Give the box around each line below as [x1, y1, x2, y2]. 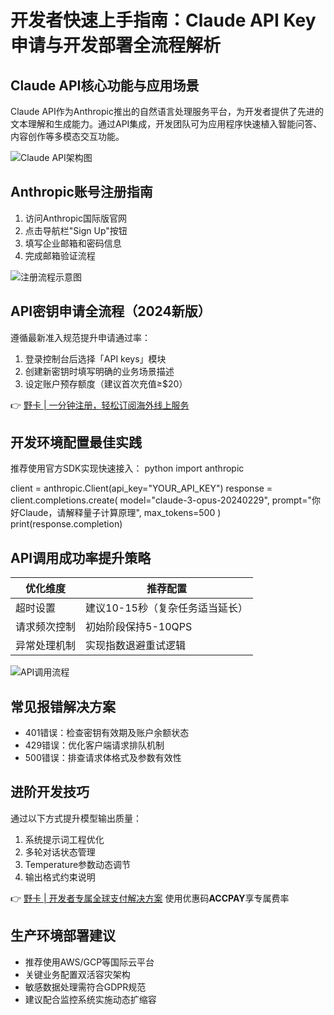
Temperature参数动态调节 [24, 858, 132, 870]
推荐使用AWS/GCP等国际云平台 [24, 956, 155, 968]
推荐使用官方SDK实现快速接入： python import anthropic [10, 462, 245, 475]
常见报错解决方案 [10, 698, 116, 715]
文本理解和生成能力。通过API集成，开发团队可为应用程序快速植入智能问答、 [10, 118, 323, 130]
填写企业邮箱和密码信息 [24, 237, 122, 249]
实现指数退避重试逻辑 [85, 639, 187, 653]
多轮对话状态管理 [24, 846, 96, 858]
